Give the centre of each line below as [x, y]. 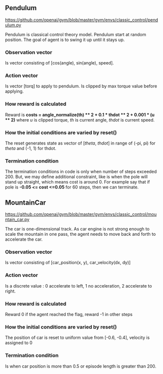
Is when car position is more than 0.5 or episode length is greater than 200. [81, 366]
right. [10, 291]
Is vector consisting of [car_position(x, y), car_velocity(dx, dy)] [68, 263]
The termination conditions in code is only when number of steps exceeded [81, 172]
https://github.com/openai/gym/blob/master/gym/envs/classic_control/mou [81, 214]
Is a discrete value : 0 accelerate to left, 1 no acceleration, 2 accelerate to [79, 286]
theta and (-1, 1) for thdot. [31, 148]
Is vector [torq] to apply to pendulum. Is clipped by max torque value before [81, 86]
